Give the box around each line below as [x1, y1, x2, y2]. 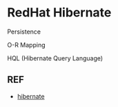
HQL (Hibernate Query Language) [7, 53, 104, 62]
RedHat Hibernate [7, 5, 112, 21]
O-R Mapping [7, 40, 46, 49]
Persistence [7, 27, 41, 36]
